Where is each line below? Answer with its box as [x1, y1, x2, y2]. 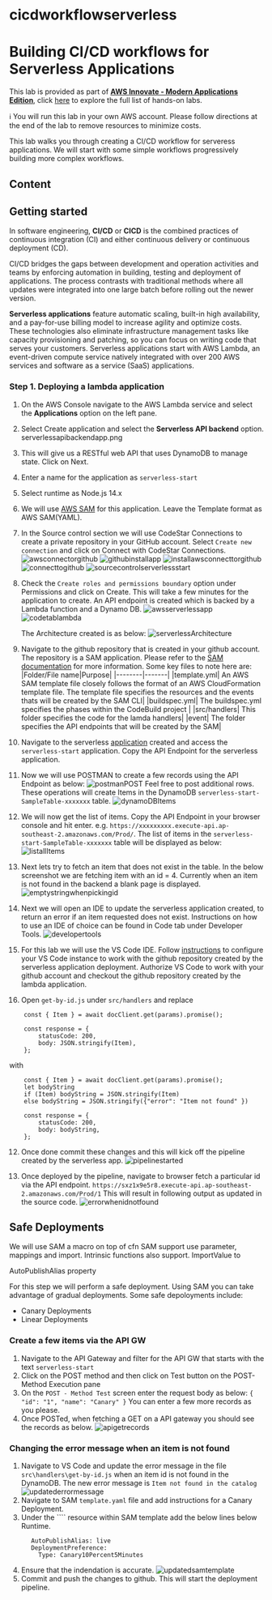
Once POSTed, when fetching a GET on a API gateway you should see [20, 1414, 255, 1423]
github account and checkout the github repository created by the [20, 971, 241, 980]
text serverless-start [20, 1362, 95, 1372]
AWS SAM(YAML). [20, 512, 83, 522]
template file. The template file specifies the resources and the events [20, 687, 254, 697]
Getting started [9, 204, 88, 218]
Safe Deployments [9, 1221, 104, 1235]
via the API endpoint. [20, 1180, 91, 1189]
